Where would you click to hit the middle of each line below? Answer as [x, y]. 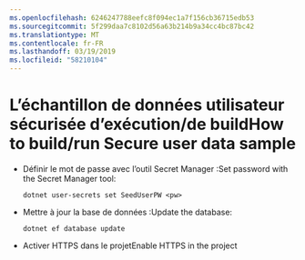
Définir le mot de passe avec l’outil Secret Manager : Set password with [155, 168]
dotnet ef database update [74, 228]
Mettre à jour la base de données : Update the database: [127, 212]
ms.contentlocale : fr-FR [56, 43]
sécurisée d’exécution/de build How [147, 125]
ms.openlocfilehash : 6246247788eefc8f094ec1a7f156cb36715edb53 [132, 18]
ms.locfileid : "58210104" [58, 60]
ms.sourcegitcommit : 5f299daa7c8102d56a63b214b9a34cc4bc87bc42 [132, 26]
